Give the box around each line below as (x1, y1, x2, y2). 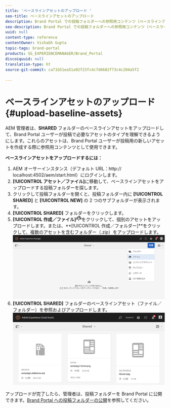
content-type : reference (5, 35, 58, 40)
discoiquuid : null (5, 56, 44, 61)
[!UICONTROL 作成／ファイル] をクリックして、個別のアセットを (12, 216, 152, 223)
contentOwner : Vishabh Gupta (5, 41, 67, 46)
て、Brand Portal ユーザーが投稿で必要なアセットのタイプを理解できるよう (5, 131, 161, 138)
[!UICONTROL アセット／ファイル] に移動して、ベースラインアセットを (12, 178, 160, 185)
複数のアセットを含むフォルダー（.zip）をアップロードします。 (30, 229, 161, 235)
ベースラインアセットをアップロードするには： (5, 155, 103, 161)
